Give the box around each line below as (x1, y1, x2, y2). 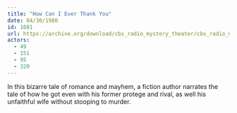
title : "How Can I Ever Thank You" (7, 10, 112, 18)
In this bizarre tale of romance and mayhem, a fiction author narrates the (7, 82, 219, 90)
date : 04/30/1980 (7, 17, 59, 24)
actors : (7, 37, 30, 44)
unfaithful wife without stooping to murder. (7, 97, 131, 106)
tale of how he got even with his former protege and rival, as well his (7, 90, 207, 98)
